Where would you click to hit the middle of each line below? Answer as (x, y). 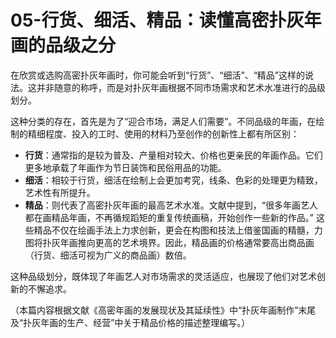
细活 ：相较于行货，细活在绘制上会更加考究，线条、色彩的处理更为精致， (173, 180)
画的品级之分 (63, 45)
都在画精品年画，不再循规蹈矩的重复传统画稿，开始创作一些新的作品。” (169, 217)
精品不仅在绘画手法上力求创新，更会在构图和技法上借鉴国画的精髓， (174, 230)
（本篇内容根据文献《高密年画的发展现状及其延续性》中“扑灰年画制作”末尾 (163, 310)
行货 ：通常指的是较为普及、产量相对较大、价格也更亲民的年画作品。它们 (173, 155)
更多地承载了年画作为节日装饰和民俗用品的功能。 (125, 167)
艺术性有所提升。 (60, 192)
